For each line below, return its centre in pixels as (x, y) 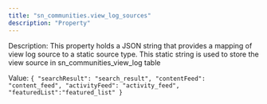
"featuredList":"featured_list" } (66, 92)
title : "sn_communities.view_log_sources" (80, 15)
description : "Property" (49, 23)
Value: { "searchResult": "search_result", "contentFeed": (107, 78)
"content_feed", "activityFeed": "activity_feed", (94, 85)
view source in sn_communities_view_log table (84, 62)
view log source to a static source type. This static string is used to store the (133, 54)
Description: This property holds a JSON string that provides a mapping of (130, 45)
